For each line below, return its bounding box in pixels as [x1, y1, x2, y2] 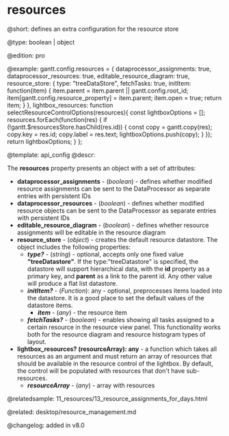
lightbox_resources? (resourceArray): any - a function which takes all [16, 345, 217, 353]
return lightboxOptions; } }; [7, 137, 83, 145]
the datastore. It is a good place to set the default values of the [27, 293, 204, 302]
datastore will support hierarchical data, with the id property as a [27, 265, 210, 273]
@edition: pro [7, 51, 46, 60]
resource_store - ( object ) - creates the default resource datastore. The [16, 235, 218, 243]
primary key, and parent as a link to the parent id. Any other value [27, 271, 213, 280]
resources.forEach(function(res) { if [7, 115, 107, 123]
